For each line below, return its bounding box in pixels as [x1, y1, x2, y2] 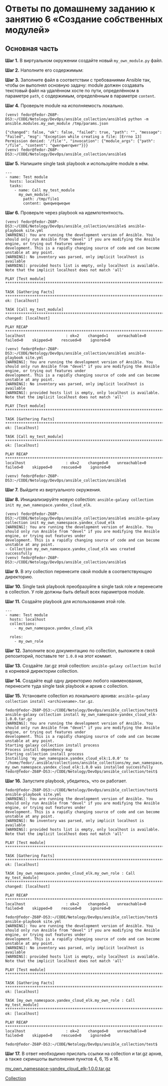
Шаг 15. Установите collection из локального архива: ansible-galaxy [5, 693, 150, 699]
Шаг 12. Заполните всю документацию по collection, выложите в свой [5, 648, 155, 654]
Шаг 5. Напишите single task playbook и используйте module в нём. [5, 161, 149, 166]
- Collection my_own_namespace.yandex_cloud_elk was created [5, 547, 135, 552]
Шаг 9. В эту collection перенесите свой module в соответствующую [5, 569, 152, 574]
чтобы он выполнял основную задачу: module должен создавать [5, 82, 144, 88]
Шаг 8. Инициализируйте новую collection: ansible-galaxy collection [5, 496, 154, 502]
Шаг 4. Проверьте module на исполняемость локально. [5, 103, 124, 108]
